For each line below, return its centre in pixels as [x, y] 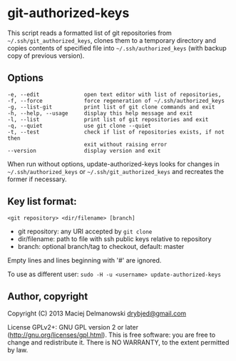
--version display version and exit [84, 151]
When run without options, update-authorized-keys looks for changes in [113, 164]
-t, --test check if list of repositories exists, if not [116, 132]
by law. [18, 350]
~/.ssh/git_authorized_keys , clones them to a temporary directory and [112, 40]
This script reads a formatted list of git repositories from [90, 33]
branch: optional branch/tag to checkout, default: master [101, 246]
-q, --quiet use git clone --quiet [79, 126]
